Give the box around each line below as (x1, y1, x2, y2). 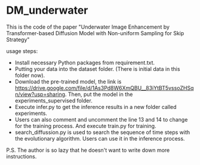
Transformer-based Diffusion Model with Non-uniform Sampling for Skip (6, 29, 184, 36)
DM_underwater (6, 4, 88, 17)
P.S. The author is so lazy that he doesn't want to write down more (6, 147, 170, 154)
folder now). (14, 71, 45, 79)
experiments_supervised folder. (14, 96, 93, 104)
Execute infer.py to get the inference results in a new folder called (14, 103, 177, 110)
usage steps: (6, 47, 38, 54)
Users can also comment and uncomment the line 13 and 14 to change (14, 116, 188, 123)
